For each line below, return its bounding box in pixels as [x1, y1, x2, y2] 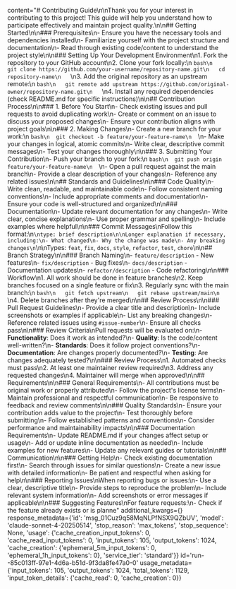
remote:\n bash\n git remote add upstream [7, 80, 138, 88]
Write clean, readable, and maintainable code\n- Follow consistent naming [7, 185, 223, 193]
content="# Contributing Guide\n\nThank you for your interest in [7, 6, 194, 14]
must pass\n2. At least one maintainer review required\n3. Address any [7, 364, 213, 371]
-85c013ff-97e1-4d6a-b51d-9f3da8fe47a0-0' [7, 559, 139, 567]
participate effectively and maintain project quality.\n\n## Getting [7, 21, 197, 29]
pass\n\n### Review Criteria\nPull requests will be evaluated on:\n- [7, 326, 203, 334]
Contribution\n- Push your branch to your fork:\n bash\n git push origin [7, 155, 222, 163]
